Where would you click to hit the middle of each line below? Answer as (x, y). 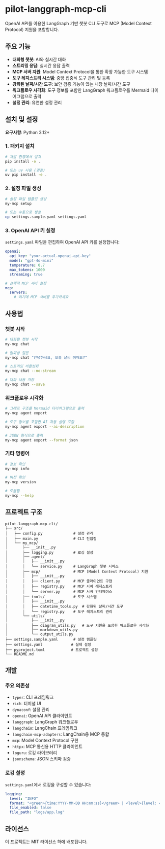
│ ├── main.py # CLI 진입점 (51, 539)
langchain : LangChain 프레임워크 (45, 728)
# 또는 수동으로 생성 (23, 212)
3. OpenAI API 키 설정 (30, 231)
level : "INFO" (24, 798)
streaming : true (26, 274)
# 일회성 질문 (17, 353)
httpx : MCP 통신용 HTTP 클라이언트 (47, 747)
